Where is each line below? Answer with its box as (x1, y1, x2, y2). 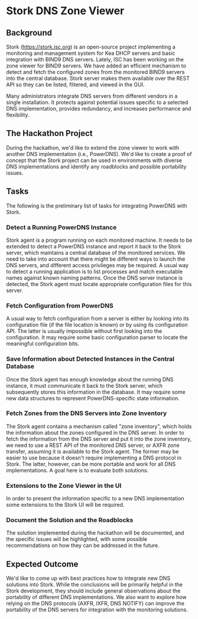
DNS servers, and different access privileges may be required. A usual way (6, 261, 189, 268)
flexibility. (6, 111, 30, 118)
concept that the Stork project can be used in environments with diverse (6, 157, 182, 164)
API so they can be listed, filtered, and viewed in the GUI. (6, 81, 145, 88)
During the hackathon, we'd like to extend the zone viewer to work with (6, 144, 180, 151)
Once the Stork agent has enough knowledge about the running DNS (6, 375, 174, 383)
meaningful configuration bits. (6, 340, 80, 347)
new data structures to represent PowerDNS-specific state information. (6, 394, 180, 401)
